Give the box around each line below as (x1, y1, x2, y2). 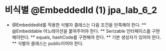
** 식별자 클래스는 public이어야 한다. (11, 40, 84, 46)
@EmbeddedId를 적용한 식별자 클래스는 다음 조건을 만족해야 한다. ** (11, 22, 147, 28)
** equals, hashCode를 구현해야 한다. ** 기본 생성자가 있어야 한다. (30, 34, 162, 40)
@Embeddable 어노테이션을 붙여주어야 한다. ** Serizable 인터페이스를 (11, 28, 151, 34)
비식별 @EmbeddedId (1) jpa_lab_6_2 (4, 4, 158, 16)
